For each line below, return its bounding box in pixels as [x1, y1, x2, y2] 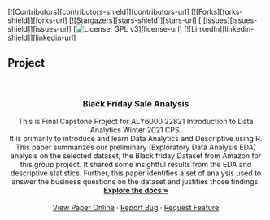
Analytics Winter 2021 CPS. [89, 125, 182, 135]
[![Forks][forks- [191, 7, 243, 16]
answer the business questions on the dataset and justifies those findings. [11, 177, 261, 187]
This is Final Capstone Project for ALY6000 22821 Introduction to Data [18, 117, 254, 127]
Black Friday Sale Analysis [82, 97, 189, 109]
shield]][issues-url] [7, 24, 72, 33]
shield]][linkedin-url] [7, 32, 76, 42]
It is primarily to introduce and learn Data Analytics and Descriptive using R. [9, 134, 263, 144]
